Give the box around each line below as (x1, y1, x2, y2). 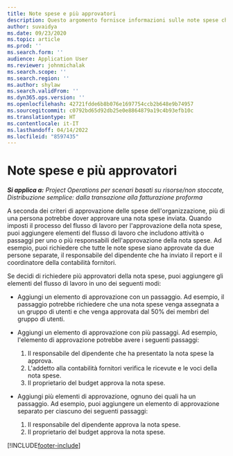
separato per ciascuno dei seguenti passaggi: (17, 407, 148, 416)
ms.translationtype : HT (7, 113, 76, 120)
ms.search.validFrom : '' (7, 88, 79, 95)
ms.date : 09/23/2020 (7, 29, 67, 37)
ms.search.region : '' (7, 74, 70, 82)
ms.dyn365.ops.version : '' (7, 95, 85, 101)
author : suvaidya (7, 23, 58, 30)
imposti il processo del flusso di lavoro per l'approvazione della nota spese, (7, 222, 223, 230)
